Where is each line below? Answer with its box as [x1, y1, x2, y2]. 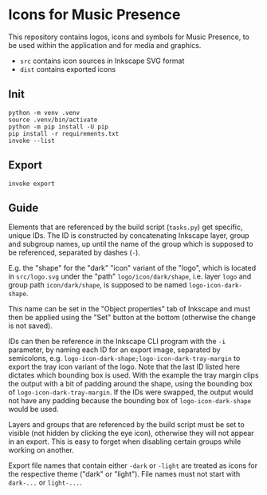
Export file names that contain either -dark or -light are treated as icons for [8, 461, 257, 470]
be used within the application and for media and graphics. [8, 40, 202, 49]
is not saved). [8, 321, 53, 331]
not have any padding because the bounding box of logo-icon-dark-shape [8, 396, 252, 406]
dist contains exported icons [19, 64, 116, 73]
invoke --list [8, 137, 56, 145]
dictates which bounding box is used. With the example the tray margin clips [8, 370, 259, 380]
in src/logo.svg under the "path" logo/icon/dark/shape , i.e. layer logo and [8, 271, 252, 281]
